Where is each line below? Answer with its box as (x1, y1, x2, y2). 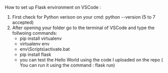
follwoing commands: (12, 30, 57, 36)
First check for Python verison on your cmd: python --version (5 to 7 (12, 14, 156, 20)
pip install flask (19, 51, 51, 57)
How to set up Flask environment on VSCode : (5, 5, 102, 10)
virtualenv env (19, 41, 50, 47)
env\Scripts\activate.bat (19, 46, 70, 52)
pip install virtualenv (19, 35, 62, 41)
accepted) (12, 20, 34, 25)
